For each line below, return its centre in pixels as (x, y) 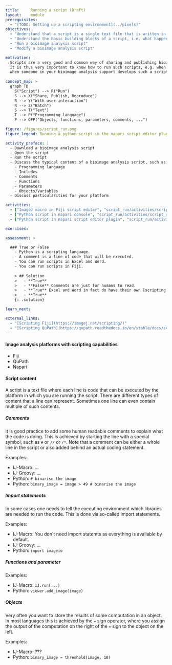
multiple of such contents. (33, 406)
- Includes (26, 172)
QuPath (21, 361)
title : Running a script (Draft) (46, 10)
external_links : (23, 318)
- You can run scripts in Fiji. (49, 266)
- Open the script (30, 153)
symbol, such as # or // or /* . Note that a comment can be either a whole (83, 442)
